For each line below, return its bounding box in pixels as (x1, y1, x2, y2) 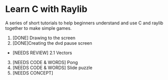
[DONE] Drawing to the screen (12, 35, 76, 41)
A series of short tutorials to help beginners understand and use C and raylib (5, 20, 163, 26)
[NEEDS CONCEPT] (12, 70, 54, 76)
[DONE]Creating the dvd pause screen (12, 40, 93, 46)
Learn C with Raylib (5, 3, 88, 15)
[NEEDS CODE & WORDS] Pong (12, 59, 78, 65)
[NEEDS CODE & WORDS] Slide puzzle (12, 65, 93, 71)
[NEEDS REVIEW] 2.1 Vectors (12, 50, 73, 56)
